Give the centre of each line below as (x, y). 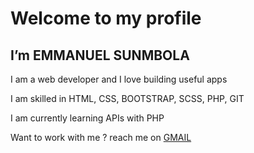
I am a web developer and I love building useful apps (119, 79)
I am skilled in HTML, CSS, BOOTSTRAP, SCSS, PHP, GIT (127, 98)
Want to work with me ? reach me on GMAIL (101, 137)
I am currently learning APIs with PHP (87, 118)
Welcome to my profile (106, 18)
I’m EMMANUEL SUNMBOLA (100, 55)
